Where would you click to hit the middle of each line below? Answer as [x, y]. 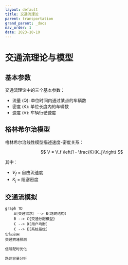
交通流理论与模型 [39, 58]
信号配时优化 [16, 249]
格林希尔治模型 [27, 130]
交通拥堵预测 [16, 240]
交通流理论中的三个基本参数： [35, 90]
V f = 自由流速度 [27, 173]
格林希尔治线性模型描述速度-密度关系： [45, 142]
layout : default [21, 10]
